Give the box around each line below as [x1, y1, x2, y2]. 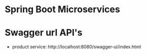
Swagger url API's [5, 27, 82, 39]
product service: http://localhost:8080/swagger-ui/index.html [12, 44, 141, 50]
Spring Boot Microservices [5, 4, 121, 15]
